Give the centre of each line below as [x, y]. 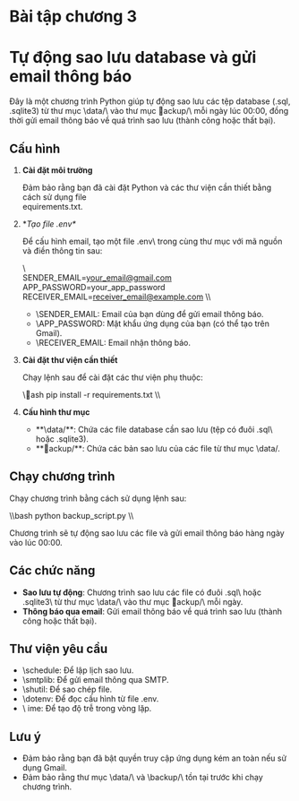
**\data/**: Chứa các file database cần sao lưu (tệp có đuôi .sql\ [154, 429]
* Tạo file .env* [49, 224]
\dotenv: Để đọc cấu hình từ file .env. [90, 699]
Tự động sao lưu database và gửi [133, 58]
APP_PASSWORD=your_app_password [94, 287]
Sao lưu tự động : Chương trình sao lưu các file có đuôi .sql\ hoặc [142, 592]
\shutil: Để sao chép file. [67, 689]
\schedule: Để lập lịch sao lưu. [78, 670]
